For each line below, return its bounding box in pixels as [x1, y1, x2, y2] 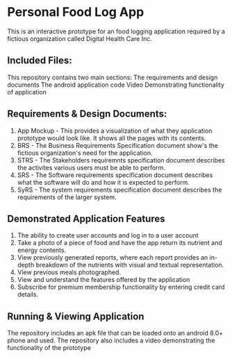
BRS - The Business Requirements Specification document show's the [17, 141, 219, 149]
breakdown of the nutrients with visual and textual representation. [35, 261, 224, 269]
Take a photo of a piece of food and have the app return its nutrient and [17, 239, 222, 247]
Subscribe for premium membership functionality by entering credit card [17, 283, 225, 292]
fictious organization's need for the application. [17, 149, 153, 157]
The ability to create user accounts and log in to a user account [17, 231, 199, 240]
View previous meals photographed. [17, 268, 122, 276]
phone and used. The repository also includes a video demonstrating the [7, 336, 215, 344]
